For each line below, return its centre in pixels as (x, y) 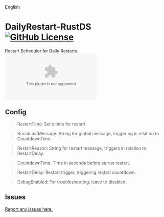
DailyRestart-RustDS (48, 27)
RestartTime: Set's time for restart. (52, 124)
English (12, 7)
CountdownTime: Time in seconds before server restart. (74, 163)
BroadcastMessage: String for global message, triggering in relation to (88, 133)
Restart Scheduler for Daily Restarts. (42, 50)
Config (16, 112)
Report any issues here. (29, 209)
